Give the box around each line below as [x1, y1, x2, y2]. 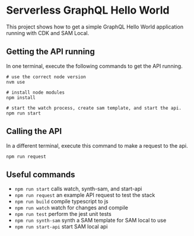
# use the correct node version [6, 74, 86, 80]
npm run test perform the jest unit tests [14, 211, 112, 218]
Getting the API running [6, 47, 95, 57]
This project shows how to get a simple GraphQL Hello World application [6, 23, 184, 30]
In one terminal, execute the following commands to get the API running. [6, 62, 183, 69]
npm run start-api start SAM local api [14, 223, 108, 230]
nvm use [6, 79, 26, 85]
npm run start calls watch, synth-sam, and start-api [14, 185, 142, 193]
